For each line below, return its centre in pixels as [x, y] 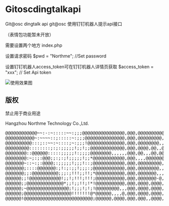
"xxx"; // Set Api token [28, 72]
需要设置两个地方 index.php [34, 45]
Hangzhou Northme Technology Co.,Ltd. [47, 123]
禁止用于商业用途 [23, 113]
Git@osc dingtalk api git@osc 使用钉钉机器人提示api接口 [64, 24]
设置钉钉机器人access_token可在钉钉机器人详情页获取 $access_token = [79, 66]
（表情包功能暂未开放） [29, 34]
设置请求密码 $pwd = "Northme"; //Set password [56, 56]
